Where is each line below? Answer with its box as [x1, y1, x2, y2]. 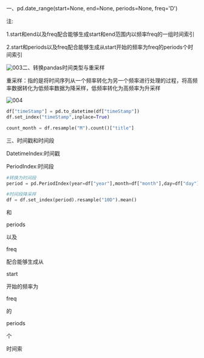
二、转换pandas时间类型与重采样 [22, 64, 105, 71]
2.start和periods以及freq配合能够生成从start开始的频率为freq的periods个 [6, 44, 188, 50]
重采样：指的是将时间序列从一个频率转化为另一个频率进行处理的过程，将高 [6, 77, 192, 84]
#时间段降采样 [6, 191, 36, 198]
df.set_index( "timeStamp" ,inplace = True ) [6, 114, 110, 120]
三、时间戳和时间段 [6, 137, 55, 144]
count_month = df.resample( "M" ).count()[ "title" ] [6, 125, 135, 131]
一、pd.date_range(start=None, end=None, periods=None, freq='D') [6, 5, 178, 12]
